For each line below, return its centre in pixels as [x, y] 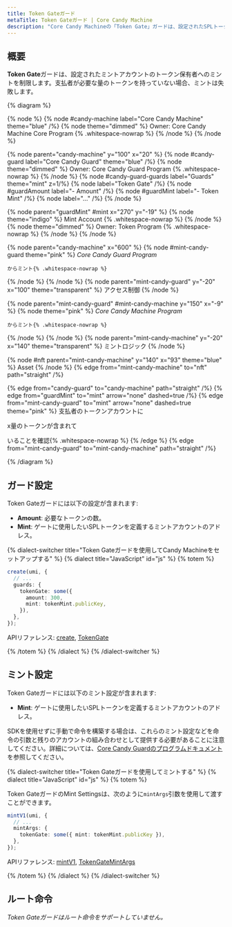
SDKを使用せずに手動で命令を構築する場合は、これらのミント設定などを [110, 731]
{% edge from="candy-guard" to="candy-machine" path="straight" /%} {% [115, 388]
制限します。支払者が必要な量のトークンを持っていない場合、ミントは [118, 83]
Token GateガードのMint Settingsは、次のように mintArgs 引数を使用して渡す [115, 793]
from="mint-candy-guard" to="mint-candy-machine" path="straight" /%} [112, 448]
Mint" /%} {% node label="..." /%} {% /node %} [74, 199]
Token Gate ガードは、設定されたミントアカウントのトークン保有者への [108, 74]
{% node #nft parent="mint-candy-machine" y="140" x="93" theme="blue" [115, 360]
